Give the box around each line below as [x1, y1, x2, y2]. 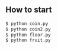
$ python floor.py [5, 32, 51, 38]
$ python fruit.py [5, 37, 51, 44]
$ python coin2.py [5, 26, 51, 32]
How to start [5, 5, 52, 15]
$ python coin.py [5, 20, 49, 26]
